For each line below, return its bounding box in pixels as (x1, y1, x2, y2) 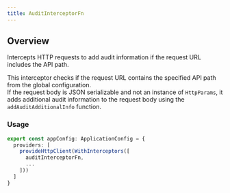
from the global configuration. (7, 81, 91, 89)
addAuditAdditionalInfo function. (7, 103, 101, 111)
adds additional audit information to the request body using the (7, 95, 185, 104)
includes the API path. (7, 61, 70, 69)
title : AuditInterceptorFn (7, 10, 84, 17)
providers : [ (13, 141, 51, 149)
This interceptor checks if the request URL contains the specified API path (7, 74, 217, 82)
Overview (7, 35, 50, 47)
